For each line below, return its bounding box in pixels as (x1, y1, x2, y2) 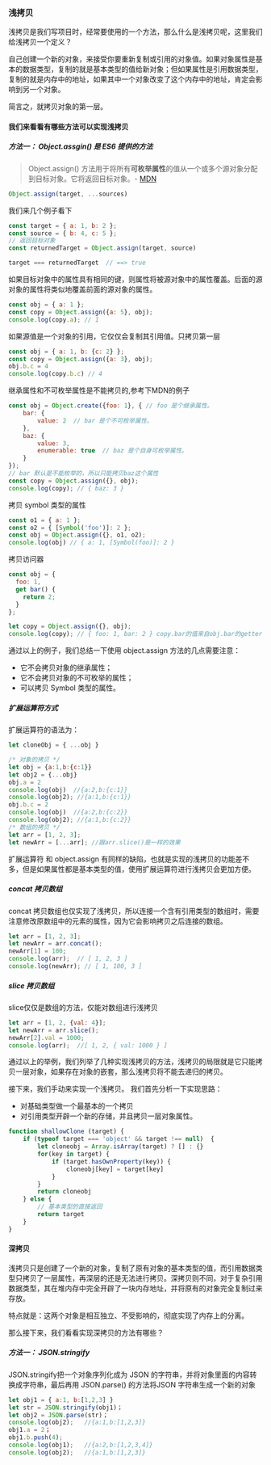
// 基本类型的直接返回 (37, 1202, 102, 1211)
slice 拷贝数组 (8, 980, 55, 991)
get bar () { (15, 585, 56, 593)
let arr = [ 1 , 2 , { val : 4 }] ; (8, 1018, 106, 1027)
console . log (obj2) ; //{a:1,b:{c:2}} (8, 816, 131, 824)
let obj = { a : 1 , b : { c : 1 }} (8, 763, 92, 771)
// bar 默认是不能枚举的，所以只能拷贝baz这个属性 (8, 469, 159, 478)
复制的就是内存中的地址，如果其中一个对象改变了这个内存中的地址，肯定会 (8, 74, 256, 84)
